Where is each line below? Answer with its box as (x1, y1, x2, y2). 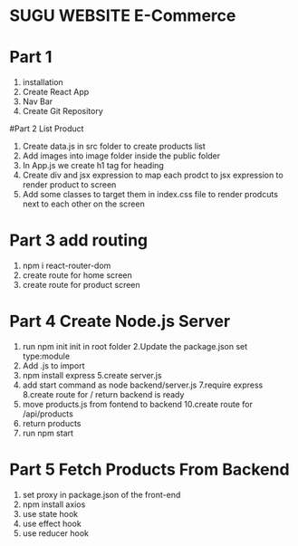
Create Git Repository (22, 106, 104, 117)
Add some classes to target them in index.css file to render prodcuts (22, 189, 279, 200)
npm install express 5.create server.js (22, 370, 162, 380)
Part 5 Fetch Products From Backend (9, 459, 290, 480)
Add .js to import (22, 360, 85, 371)
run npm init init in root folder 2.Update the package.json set (22, 341, 248, 351)
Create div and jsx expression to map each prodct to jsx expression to (22, 169, 284, 181)
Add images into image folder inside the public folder (22, 150, 221, 161)
